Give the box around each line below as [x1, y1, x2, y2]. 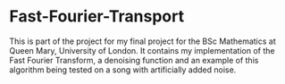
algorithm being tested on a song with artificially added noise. [9, 64, 237, 75]
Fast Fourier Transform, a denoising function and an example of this [9, 55, 259, 65]
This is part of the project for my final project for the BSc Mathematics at [9, 36, 277, 46]
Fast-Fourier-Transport [9, 6, 185, 27]
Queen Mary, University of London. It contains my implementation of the [9, 45, 275, 55]
